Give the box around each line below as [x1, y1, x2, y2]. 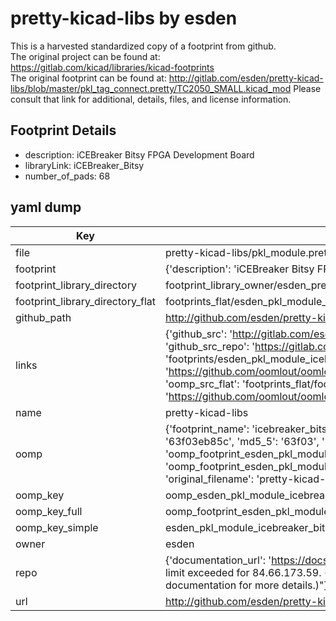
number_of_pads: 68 [24, 170, 111, 182]
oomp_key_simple [15, 520, 99, 534]
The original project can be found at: [10, 50, 161, 62]
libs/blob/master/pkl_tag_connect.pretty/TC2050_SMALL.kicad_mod [10, 82, 292, 94]
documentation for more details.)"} [164, 578, 328, 592]
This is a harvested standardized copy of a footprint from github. [10, 40, 277, 52]
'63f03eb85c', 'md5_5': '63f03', [164, 434, 320, 448]
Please [293, 82, 322, 94]
